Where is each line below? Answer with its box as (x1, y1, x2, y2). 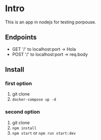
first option (5, 80, 32, 87)
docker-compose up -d (12, 97, 56, 102)
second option (5, 108, 40, 115)
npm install (12, 125, 37, 131)
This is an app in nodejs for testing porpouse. (5, 19, 96, 25)
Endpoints (5, 33, 37, 41)
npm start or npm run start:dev (12, 130, 76, 136)
